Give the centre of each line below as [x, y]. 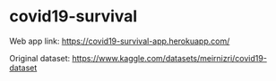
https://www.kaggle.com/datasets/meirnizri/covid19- [169, 58]
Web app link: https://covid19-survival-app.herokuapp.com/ [120, 41]
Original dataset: [40, 58]
